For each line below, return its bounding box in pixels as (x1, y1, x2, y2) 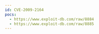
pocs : (5, 12, 16, 17)
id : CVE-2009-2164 (5, 7, 44, 12)
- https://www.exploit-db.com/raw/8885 (9, 21, 94, 26)
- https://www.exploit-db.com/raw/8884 (9, 16, 94, 21)
